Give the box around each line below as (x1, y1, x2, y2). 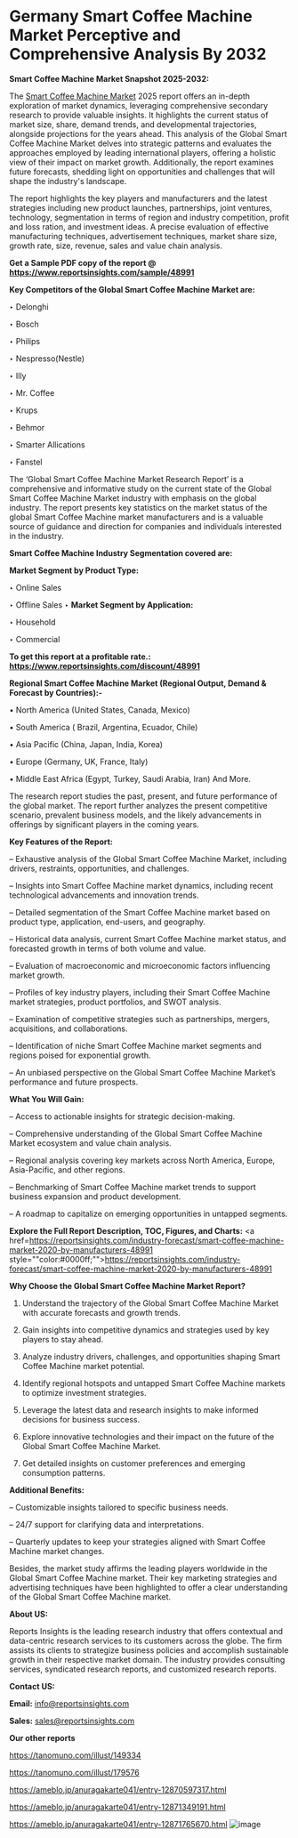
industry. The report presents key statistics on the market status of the (9, 502, 268, 512)
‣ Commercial (9, 633, 60, 644)
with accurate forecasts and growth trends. (21, 1307, 181, 1318)
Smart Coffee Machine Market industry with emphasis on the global (9, 492, 257, 504)
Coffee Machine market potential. (21, 1360, 145, 1371)
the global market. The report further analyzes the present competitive (9, 800, 269, 810)
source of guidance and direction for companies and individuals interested (9, 520, 282, 531)
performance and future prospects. (9, 1076, 139, 1087)
